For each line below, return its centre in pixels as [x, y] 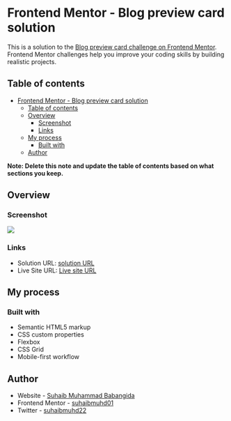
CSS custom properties [51, 335]
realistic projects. [32, 61]
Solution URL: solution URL [56, 263]
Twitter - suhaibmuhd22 [52, 411]
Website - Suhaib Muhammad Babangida [76, 396]
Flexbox [29, 342]
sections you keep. [35, 173]
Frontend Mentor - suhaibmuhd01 [65, 403]
